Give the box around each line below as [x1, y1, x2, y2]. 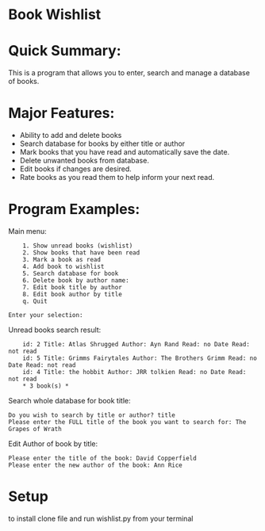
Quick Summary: [8, 42, 121, 60]
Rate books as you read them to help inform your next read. [19, 173, 215, 182]
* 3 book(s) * [22, 382, 69, 390]
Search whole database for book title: [8, 396, 131, 405]
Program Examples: [8, 201, 140, 219]
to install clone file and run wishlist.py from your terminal [8, 514, 194, 523]
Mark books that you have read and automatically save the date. [19, 147, 230, 157]
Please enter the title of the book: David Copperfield [8, 454, 197, 462]
